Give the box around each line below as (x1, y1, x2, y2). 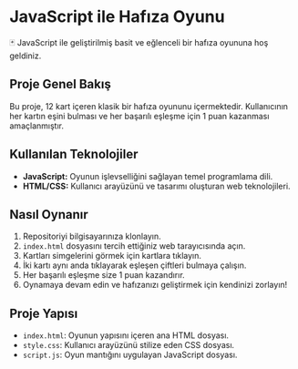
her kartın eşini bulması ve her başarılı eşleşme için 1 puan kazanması (9, 110, 270, 121)
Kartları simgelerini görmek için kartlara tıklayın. (22, 251, 202, 261)
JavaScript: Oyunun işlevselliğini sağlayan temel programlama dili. (22, 170, 273, 181)
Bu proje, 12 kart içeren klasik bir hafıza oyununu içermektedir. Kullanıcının (9, 100, 289, 111)
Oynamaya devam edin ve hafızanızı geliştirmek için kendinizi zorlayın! (22, 280, 288, 291)
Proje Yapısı (9, 305, 78, 321)
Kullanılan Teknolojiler (9, 147, 139, 162)
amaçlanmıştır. (9, 120, 64, 131)
